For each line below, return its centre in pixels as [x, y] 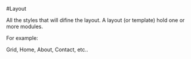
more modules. [25, 27]
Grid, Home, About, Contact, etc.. [47, 49]
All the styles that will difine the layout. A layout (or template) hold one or [95, 20]
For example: [22, 38]
